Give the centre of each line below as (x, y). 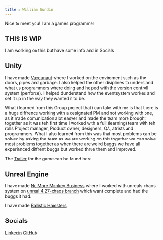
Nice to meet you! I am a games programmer (50, 23)
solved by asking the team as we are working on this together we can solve (81, 139)
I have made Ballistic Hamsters (36, 206)
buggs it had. (18, 196)
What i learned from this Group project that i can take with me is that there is (81, 108)
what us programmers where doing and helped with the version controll (77, 88)
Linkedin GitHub (21, 233)
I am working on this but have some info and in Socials (60, 50)
